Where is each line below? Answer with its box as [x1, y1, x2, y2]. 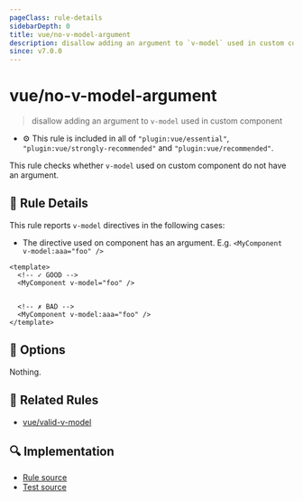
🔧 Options [9, 342, 66, 357]
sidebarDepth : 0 [9, 22, 70, 31]
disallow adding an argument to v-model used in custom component [31, 116, 282, 126]
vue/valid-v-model [22, 416, 92, 427]
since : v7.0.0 [9, 47, 63, 56]
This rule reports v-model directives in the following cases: [9, 219, 225, 230]
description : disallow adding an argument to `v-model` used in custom [9, 38, 284, 48]
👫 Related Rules [9, 393, 99, 408]
